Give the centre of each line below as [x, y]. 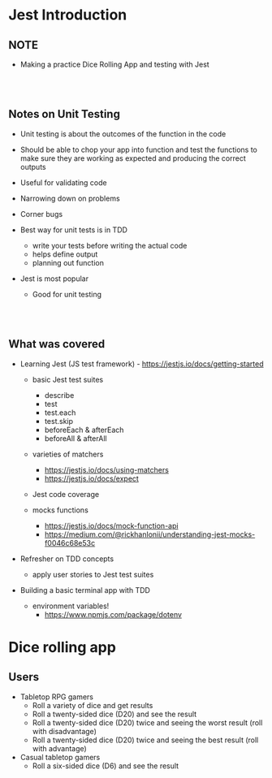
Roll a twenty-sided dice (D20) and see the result [114, 714]
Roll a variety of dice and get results [93, 705]
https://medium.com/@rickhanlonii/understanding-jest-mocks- [150, 534]
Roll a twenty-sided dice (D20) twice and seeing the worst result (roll [147, 722]
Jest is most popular [54, 279]
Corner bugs [41, 214]
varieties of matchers [68, 454]
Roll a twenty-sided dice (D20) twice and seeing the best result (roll [145, 740]
